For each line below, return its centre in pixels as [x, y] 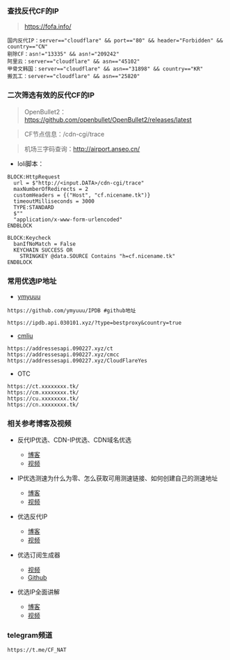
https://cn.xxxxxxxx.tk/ [43, 405]
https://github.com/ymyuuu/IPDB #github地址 [72, 310]
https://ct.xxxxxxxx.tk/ [43, 386]
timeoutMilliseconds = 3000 [54, 201]
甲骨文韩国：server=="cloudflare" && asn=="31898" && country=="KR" [105, 69]
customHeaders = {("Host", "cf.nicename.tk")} [82, 195]
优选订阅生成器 [39, 555]
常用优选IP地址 [32, 281]
